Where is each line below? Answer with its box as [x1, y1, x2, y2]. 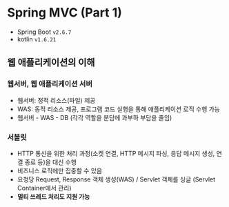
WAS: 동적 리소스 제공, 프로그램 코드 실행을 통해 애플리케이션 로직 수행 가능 [17, 105, 221, 113]
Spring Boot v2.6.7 [17, 28, 72, 36]
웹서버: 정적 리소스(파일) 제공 [17, 96, 96, 104]
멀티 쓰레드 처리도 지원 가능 [17, 192, 90, 201]
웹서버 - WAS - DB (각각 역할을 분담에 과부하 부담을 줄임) [17, 113, 172, 121]
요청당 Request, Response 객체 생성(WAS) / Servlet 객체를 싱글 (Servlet [17, 175, 216, 184]
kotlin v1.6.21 [17, 34, 57, 43]
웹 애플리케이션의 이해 [7, 57, 95, 68]
